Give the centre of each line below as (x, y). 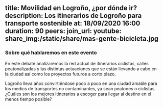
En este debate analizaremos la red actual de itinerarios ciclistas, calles (77, 63)
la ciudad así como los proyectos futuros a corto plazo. (60, 74)
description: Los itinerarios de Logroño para (73, 16)
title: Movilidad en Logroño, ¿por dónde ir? (71, 8)
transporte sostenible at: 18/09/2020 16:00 (73, 23)
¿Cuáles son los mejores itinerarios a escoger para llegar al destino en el (78, 94)
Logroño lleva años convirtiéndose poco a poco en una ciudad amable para (81, 83)
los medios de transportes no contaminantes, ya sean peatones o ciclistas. (80, 88)
